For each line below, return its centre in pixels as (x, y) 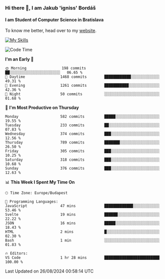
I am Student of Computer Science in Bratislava (54, 20)
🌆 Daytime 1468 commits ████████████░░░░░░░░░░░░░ (82, 77)
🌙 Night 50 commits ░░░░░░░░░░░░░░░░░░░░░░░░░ (82, 94)
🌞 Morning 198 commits (46, 69)
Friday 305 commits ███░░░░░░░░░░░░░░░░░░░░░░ (82, 151)
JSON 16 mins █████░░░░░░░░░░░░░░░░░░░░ (82, 223)
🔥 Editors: (16, 253)
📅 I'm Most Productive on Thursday (42, 107)
